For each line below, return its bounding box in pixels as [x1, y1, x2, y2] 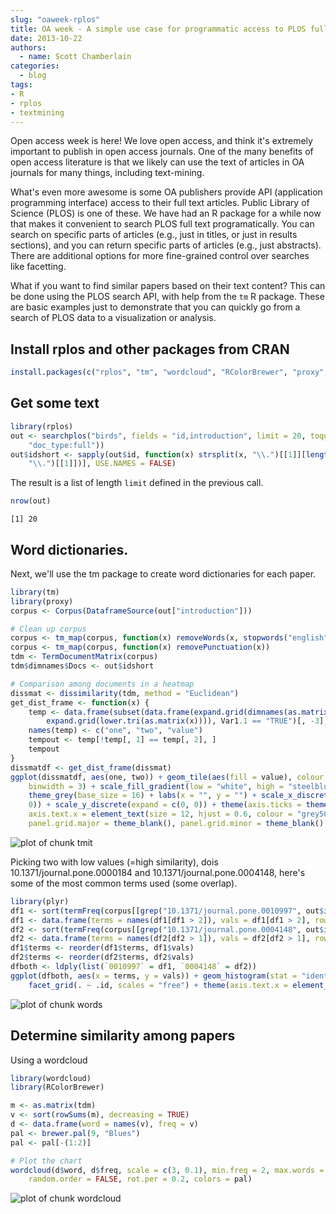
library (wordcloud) [10, 1073, 92, 1083]
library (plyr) [10, 896, 70, 906]
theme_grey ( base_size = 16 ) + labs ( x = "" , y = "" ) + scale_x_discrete [28, 791, 333, 801]
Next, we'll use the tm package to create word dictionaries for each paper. [10, 567, 317, 580]
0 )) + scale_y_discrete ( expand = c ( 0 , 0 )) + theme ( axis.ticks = [28, 800, 302, 810]
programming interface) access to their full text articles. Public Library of [10, 197, 310, 209]
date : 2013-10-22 [10, 33, 83, 43]
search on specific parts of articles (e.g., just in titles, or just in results [10, 229, 298, 241]
